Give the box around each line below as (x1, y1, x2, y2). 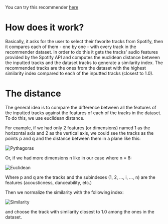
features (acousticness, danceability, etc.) (5, 179, 92, 185)
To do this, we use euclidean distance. (5, 115, 85, 121)
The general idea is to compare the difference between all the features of (5, 104, 156, 110)
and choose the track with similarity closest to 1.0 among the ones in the (5, 208, 154, 214)
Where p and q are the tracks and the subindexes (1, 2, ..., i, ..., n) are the (5, 174, 155, 180)
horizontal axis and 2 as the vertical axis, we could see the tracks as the (5, 130, 154, 136)
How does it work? (5, 22, 84, 33)
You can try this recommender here (5, 5, 79, 10)
